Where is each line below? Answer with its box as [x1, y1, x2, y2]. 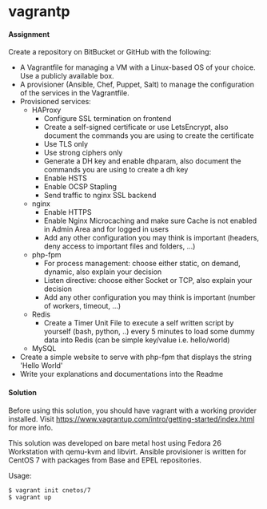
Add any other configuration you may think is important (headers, [43, 233, 260, 243]
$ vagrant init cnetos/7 [8, 486, 91, 495]
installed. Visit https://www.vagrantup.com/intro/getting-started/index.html [8, 414, 255, 423]
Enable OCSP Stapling [43, 182, 118, 192]
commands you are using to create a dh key [43, 165, 189, 175]
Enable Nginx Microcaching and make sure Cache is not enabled [43, 216, 257, 226]
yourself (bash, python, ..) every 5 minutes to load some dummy [43, 327, 255, 337]
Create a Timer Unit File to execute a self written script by [43, 318, 234, 328]
